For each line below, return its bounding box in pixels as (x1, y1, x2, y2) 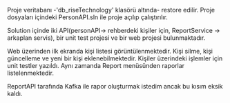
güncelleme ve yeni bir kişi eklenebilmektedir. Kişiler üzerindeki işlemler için (7, 54, 223, 62)
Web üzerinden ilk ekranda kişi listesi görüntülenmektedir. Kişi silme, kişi (7, 47, 213, 55)
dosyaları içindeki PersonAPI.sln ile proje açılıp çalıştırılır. (7, 13, 168, 21)
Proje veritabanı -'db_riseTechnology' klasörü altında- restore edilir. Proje (7, 6, 215, 14)
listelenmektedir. (7, 69, 54, 77)
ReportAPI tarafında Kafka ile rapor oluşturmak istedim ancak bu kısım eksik (7, 82, 223, 90)
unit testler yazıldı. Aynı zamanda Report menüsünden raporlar (7, 62, 185, 69)
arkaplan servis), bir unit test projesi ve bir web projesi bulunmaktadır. (7, 34, 206, 42)
